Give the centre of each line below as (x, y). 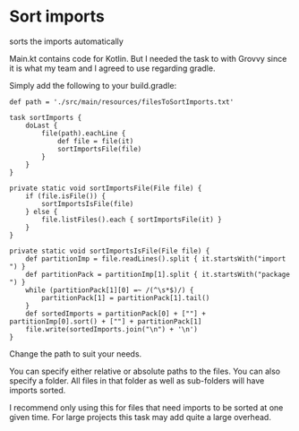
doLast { (42, 125)
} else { (42, 211)
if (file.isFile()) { (65, 196)
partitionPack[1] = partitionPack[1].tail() (126, 297)
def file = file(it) (95, 141)
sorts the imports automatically (66, 41)
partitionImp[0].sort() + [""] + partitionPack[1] (106, 321)
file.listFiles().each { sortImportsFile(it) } (132, 220)
